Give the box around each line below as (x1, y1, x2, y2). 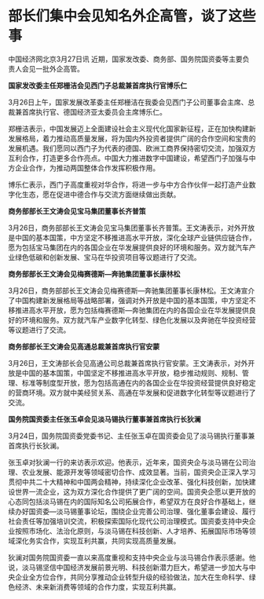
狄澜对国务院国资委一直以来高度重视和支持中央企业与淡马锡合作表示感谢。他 (8, 553, 256, 562)
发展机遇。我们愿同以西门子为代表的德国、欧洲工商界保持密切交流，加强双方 (8, 143, 256, 153)
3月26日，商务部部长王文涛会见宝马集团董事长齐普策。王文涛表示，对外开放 (8, 223, 255, 232)
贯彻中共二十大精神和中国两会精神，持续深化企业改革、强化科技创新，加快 (8, 477, 249, 487)
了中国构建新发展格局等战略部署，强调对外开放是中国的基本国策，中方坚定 (8, 295, 249, 305)
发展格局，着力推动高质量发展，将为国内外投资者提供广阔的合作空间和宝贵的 (8, 133, 256, 143)
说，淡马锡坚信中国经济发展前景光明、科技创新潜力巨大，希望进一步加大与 (8, 562, 249, 572)
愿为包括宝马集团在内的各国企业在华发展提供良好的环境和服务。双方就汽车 (8, 243, 249, 252)
